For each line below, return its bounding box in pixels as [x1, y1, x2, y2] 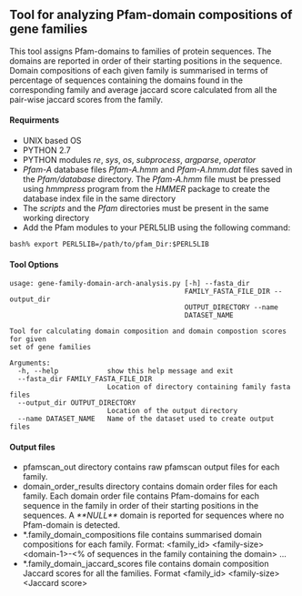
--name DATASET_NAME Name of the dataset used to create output [17, 414, 275, 424]
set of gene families [9, 343, 92, 352]
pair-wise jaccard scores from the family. [9, 94, 164, 105]
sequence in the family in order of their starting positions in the [22, 500, 259, 511]
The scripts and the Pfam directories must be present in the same [22, 203, 269, 214]
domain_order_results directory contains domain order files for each [22, 481, 278, 492]
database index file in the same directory [22, 193, 176, 204]
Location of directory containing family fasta [106, 382, 291, 392]
